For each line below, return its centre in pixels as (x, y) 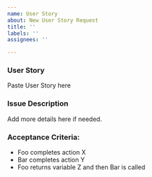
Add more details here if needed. (55, 119)
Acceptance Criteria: (44, 137)
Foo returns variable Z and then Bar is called (81, 167)
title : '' (22, 27)
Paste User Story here (39, 85)
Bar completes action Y (51, 160)
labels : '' (23, 33)
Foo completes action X (51, 153)
